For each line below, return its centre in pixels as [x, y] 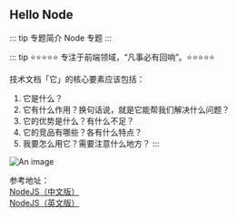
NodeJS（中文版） [44, 191]
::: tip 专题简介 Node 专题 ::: [61, 38]
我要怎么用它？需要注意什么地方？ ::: [91, 143]
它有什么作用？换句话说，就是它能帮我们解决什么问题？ [126, 109]
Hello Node [42, 15]
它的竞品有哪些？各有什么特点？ [82, 132]
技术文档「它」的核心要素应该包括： [77, 79]
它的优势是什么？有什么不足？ [78, 120]
